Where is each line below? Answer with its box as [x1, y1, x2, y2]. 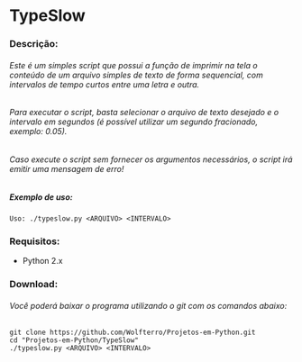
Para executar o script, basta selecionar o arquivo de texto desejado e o [9, 107, 279, 118]
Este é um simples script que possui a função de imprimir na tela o [9, 59, 259, 70]
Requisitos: [9, 235, 60, 248]
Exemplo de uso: [9, 191, 74, 203]
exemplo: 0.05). [9, 126, 68, 137]
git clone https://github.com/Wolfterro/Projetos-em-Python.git [9, 328, 256, 338]
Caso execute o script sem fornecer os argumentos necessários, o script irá [9, 154, 293, 165]
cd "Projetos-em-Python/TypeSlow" [9, 336, 140, 345]
